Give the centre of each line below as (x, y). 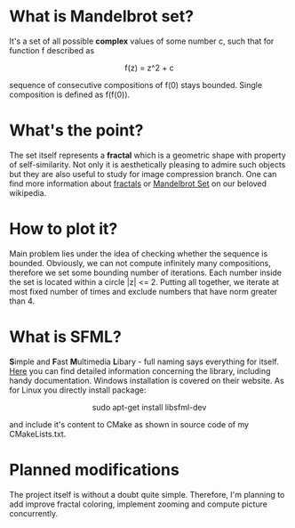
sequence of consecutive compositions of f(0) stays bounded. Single (136, 85)
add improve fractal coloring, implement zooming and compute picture (139, 504)
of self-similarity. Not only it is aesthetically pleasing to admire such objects (147, 164)
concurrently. (34, 513)
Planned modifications (94, 470)
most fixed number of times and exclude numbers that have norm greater (144, 291)
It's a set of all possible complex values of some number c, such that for (142, 41)
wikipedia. (28, 192)
